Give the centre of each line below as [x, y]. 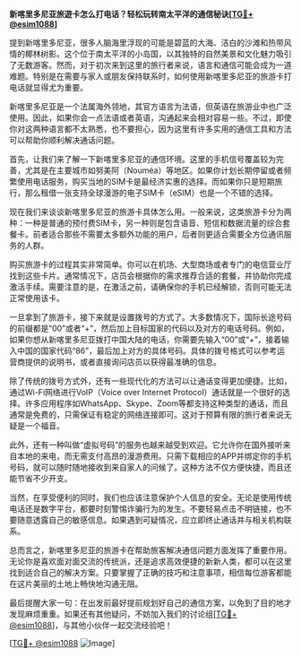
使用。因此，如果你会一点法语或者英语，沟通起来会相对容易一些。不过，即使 [150, 117]
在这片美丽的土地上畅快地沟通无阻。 [76, 584]
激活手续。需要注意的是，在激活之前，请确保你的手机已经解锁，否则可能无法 [150, 287]
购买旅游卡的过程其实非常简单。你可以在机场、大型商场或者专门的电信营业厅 [150, 264]
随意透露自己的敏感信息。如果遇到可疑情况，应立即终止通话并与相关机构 [150, 520]
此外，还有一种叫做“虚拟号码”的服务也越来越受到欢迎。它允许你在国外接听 [146, 445]
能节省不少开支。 [41, 478]
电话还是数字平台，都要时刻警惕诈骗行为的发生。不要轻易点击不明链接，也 [146, 509]
